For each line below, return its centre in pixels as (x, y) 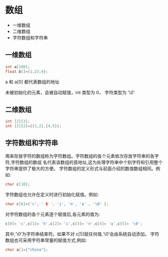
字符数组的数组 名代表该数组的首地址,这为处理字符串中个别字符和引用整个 (87, 162)
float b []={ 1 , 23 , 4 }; (27, 71)
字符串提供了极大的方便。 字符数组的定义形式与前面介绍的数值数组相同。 (80, 168)
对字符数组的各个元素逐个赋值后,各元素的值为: (53, 214)
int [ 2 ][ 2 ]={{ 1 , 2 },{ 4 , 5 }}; (33, 126)
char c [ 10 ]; (18, 184)
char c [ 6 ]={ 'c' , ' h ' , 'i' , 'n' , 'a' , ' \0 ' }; (57, 204)
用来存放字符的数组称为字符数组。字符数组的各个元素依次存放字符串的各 (80, 156)
